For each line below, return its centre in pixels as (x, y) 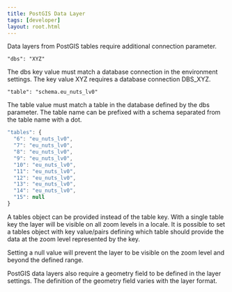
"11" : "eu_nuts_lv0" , (45, 171)
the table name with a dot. (45, 120)
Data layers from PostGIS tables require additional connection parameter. (112, 47)
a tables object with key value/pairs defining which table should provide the (116, 232)
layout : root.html (34, 26)
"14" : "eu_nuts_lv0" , (45, 191)
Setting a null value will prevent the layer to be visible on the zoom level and (116, 252)
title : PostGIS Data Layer (46, 14)
